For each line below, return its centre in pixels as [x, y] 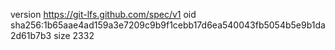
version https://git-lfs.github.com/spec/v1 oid [103, 14]
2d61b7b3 [31, 35]
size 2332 [74, 35]
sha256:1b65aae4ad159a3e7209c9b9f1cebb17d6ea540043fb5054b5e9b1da [168, 25]
